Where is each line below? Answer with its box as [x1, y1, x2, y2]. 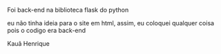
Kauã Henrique [7, 40, 50, 47]
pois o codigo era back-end [7, 27, 86, 34]
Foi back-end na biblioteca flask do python [7, 6, 129, 14]
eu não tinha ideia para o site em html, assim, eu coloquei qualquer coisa [7, 19, 215, 27]
